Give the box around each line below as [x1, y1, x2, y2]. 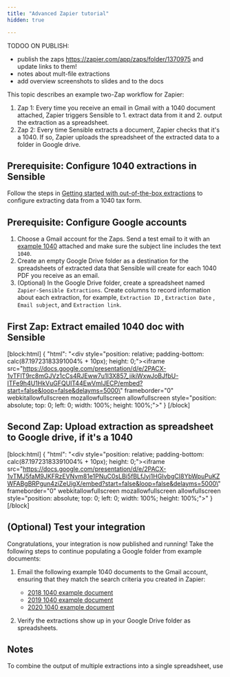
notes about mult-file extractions [17, 70, 110, 78]
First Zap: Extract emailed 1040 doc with [7, 321, 185, 332]
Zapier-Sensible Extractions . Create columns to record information [17, 286, 211, 294]
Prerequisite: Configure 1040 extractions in [7, 160, 198, 172]
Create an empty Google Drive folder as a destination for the [17, 256, 189, 265]
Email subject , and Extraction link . [17, 301, 122, 309]
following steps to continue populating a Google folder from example [7, 547, 202, 555]
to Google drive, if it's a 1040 [7, 432, 133, 443]
